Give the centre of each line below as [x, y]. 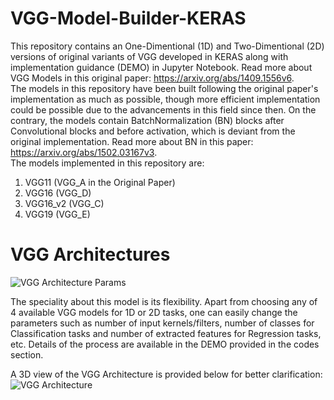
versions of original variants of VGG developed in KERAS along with [149, 56]
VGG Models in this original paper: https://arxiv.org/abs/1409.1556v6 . [152, 78]
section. [27, 354]
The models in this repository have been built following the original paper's [164, 88]
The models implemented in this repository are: [107, 163]
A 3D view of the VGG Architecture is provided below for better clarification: [166, 374]
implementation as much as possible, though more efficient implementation [165, 99]
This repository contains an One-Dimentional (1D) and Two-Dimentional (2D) [167, 46]
